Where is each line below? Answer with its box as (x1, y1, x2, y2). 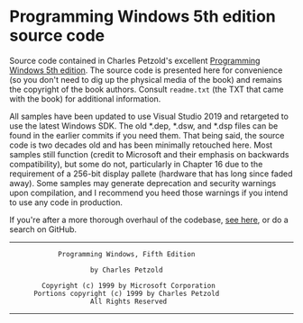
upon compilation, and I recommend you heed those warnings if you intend (9, 187, 289, 198)
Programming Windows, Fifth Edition (57, 249, 196, 258)
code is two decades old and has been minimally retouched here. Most (9, 139, 273, 150)
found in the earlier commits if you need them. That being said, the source (9, 130, 285, 140)
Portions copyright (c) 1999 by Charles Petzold (32, 289, 220, 298)
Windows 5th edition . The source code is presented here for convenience (9, 65, 283, 76)
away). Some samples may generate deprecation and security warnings (9, 177, 277, 188)
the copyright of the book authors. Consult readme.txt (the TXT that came (9, 84, 284, 94)
